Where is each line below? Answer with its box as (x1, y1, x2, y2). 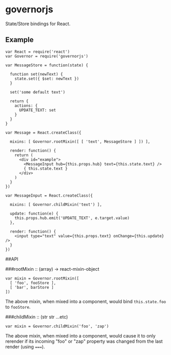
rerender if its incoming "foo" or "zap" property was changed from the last (5, 338, 163, 344)
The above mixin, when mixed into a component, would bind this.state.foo (5, 298, 166, 304)
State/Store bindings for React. (5, 21, 71, 27)
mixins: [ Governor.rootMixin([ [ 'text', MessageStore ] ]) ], (10, 139, 150, 144)
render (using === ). (5, 343, 45, 350)
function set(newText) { (10, 71, 63, 77)
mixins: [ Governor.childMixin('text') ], (10, 202, 102, 207)
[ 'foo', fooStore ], (10, 280, 56, 286)
